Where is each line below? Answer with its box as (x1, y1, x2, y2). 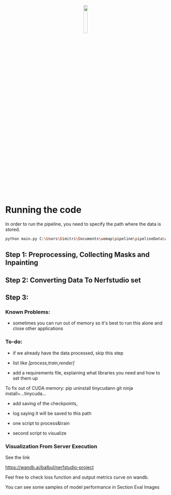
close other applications (12, 325, 64, 332)
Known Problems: (5, 308, 50, 315)
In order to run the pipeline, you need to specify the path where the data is (5, 221, 161, 227)
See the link (5, 454, 30, 460)
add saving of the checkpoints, (12, 400, 78, 406)
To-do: (5, 338, 23, 345)
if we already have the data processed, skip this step (12, 350, 124, 356)
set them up (12, 375, 38, 381)
